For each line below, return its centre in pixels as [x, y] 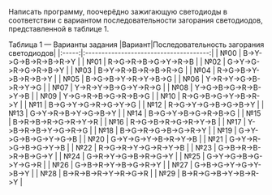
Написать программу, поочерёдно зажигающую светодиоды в [118, 12]
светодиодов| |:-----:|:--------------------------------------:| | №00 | [125, 53]
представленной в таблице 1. [59, 29]
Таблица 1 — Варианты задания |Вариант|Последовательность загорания [136, 45]
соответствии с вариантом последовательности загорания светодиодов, [136, 20]
